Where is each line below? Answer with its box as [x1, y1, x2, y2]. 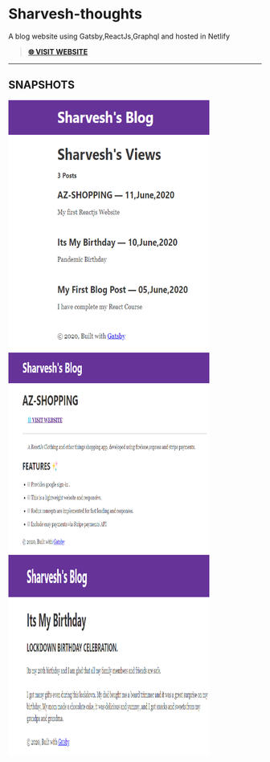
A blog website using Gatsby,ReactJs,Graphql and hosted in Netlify [8, 31, 231, 41]
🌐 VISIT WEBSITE [27, 47, 88, 56]
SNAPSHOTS [8, 78, 75, 92]
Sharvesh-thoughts [8, 5, 143, 23]
